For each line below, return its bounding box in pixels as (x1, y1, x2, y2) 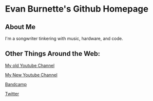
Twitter (5, 91, 19, 97)
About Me (5, 23, 36, 31)
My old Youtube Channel (5, 62, 55, 68)
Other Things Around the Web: (5, 50, 100, 58)
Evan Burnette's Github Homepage (5, 3, 149, 15)
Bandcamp (5, 81, 27, 87)
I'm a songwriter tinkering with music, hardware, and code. (5, 35, 123, 41)
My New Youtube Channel (5, 72, 57, 78)
